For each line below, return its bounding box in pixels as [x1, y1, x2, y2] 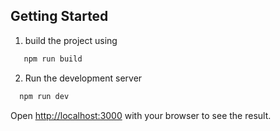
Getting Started [10, 8, 109, 25]
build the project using [24, 34, 118, 46]
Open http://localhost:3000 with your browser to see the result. [10, 109, 272, 121]
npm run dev [19, 91, 70, 101]
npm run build [23, 54, 83, 64]
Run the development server [24, 72, 143, 84]
